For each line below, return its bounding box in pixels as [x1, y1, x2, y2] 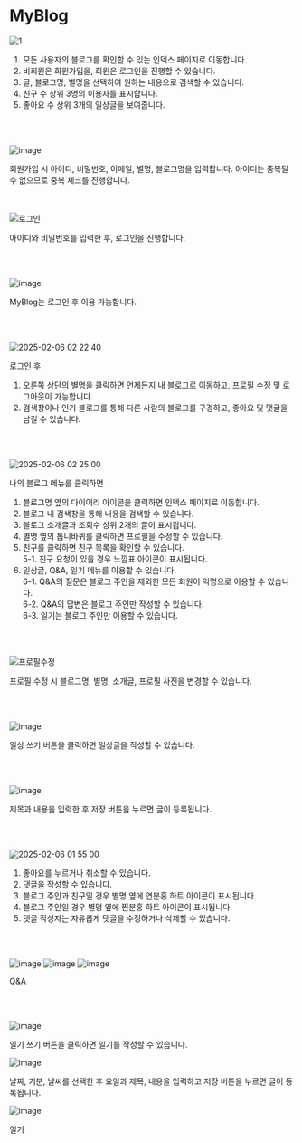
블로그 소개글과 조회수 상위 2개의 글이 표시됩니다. [22, 519, 197, 530]
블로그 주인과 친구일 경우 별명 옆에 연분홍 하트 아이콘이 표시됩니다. [22, 889, 257, 901]
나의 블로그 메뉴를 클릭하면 [9, 477, 104, 488]
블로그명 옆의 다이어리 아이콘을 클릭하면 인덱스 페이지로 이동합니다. [22, 496, 260, 507]
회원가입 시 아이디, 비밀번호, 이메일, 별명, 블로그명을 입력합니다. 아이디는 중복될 [9, 163, 289, 174]
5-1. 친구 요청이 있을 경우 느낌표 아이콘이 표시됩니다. [22, 553, 208, 564]
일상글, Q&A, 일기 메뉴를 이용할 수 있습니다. [22, 564, 176, 575]
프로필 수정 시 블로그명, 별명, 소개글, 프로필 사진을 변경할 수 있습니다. [9, 676, 253, 687]
